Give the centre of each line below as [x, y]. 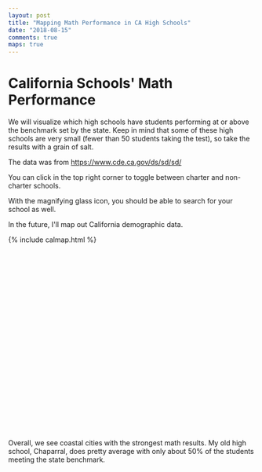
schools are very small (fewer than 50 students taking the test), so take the [129, 139]
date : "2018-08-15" [40, 30]
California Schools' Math [91, 84]
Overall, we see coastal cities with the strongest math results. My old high [127, 443]
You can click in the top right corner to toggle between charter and [116, 177]
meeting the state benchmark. [57, 459]
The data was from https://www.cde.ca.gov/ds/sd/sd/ [95, 163]
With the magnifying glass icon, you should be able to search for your [120, 201]
